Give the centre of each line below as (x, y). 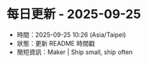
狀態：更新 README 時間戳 (55, 43)
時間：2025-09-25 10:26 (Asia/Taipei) (71, 35)
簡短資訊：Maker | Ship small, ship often (75, 52)
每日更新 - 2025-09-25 (74, 14)
